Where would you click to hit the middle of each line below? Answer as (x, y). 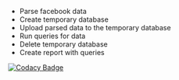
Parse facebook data (53, 11)
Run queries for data (52, 36)
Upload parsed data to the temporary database (95, 28)
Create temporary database (64, 19)
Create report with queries (62, 52)
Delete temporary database (63, 44)
